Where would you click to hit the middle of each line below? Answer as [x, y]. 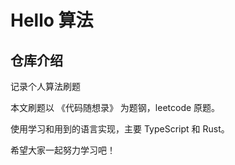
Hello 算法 [52, 20]
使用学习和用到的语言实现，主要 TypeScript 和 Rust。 [120, 129]
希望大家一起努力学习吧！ [63, 150]
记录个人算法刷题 [45, 86]
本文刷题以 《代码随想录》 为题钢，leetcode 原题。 [115, 107]
